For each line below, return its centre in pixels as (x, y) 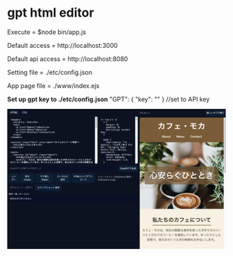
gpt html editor (51, 13)
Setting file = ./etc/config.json (50, 72)
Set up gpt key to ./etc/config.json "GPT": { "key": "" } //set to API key (109, 99)
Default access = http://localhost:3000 (62, 45)
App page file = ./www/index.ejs (53, 85)
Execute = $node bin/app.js (47, 32)
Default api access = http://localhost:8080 (68, 59)
